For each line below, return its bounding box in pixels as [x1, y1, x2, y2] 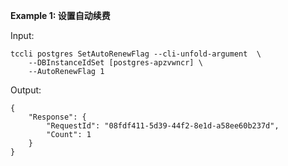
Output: [10, 84, 42, 96]
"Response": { [28, 112, 87, 122]
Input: [10, 30, 35, 41]
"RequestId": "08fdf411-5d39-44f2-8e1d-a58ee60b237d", [46, 121, 280, 131]
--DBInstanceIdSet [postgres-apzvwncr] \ [28, 58, 203, 68]
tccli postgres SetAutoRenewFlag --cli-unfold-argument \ [10, 49, 262, 59]
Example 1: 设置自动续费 [10, 10, 111, 21]
